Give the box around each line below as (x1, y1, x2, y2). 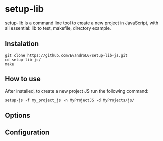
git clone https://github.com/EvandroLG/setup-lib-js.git (5, 53, 128, 58)
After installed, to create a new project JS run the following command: (5, 88, 149, 94)
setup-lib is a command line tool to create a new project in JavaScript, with (5, 20, 158, 26)
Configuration (5, 128, 50, 137)
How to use (5, 75, 41, 83)
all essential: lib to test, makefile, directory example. (5, 25, 111, 31)
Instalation (5, 40, 39, 48)
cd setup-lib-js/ (5, 57, 41, 62)
